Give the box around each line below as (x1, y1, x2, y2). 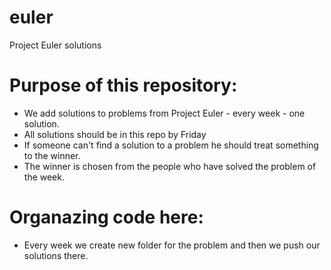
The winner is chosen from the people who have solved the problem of (23, 160, 317, 172)
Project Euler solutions (9, 39, 102, 51)
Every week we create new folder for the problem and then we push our (23, 239, 321, 251)
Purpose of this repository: (9, 74, 238, 97)
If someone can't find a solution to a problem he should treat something (23, 139, 319, 151)
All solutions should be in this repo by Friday (23, 128, 207, 140)
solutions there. (23, 249, 89, 261)
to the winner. (23, 149, 81, 161)
